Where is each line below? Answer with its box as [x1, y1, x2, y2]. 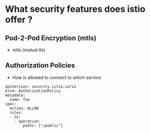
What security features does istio [5, 3, 146, 15]
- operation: [14, 119, 41, 124]
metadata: [5, 93, 26, 98]
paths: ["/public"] [23, 123, 63, 128]
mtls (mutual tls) [12, 47, 46, 53]
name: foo [9, 97, 30, 102]
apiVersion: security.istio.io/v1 [5, 84, 77, 89]
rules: [9, 110, 23, 115]
